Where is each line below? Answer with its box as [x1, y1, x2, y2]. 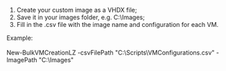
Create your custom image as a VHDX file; [16, 6, 137, 14]
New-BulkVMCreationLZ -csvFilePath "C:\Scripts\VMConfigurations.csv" [6, 48, 215, 57]
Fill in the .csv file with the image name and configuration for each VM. [16, 21, 219, 28]
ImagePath [6, 56, 37, 64]
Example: [6, 34, 33, 42]
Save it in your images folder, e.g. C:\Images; [16, 13, 145, 21]
